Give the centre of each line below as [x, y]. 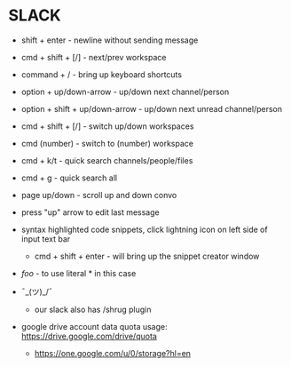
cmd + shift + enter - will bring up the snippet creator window [147, 256]
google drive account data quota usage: [94, 326]
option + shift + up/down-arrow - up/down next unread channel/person [152, 108]
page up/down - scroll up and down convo [99, 195]
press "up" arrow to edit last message [90, 212]
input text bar [46, 239]
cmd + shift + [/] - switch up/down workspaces [107, 126]
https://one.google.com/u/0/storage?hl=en [113, 353]
